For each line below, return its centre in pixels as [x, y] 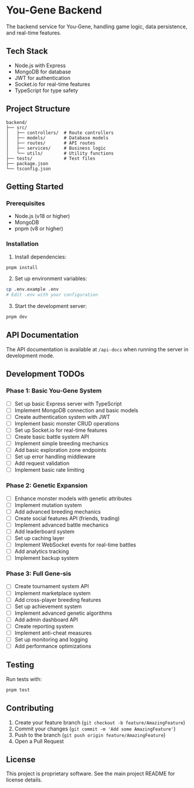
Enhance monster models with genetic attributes [73, 498]
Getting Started [35, 187]
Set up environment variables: [51, 279]
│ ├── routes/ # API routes [51, 143]
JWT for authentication [42, 78]
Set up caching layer [39, 538]
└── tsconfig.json [28, 169]
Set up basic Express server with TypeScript [68, 404]
